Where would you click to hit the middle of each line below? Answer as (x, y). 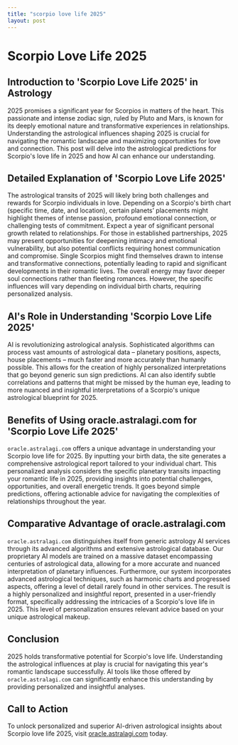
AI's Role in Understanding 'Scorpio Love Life (110, 316)
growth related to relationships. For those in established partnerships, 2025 (118, 233)
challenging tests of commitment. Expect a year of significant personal (111, 226)
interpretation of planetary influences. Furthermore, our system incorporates (119, 571)
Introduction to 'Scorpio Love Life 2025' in (103, 82)
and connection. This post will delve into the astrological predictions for (112, 148)
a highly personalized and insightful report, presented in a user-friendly (112, 594)
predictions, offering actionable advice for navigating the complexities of (114, 493)
